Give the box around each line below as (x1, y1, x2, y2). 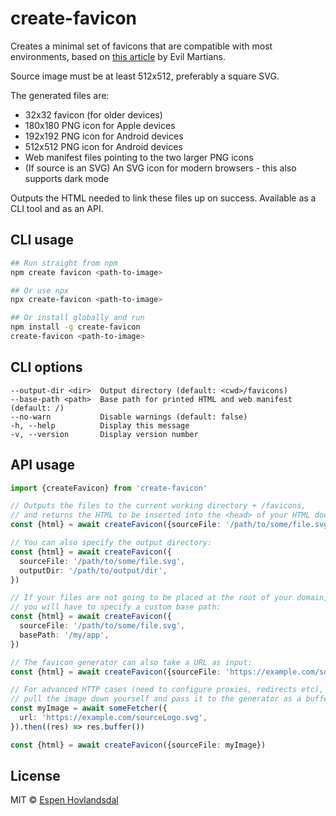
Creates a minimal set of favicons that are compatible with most (10, 40, 273, 52)
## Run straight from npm (10, 258, 118, 268)
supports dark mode (24, 172, 110, 184)
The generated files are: (10, 89, 110, 101)
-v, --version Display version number (10, 429, 199, 439)
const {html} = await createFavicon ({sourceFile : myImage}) (10, 740, 267, 750)
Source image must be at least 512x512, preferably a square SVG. (10, 70, 280, 82)
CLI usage (10, 232, 75, 249)
